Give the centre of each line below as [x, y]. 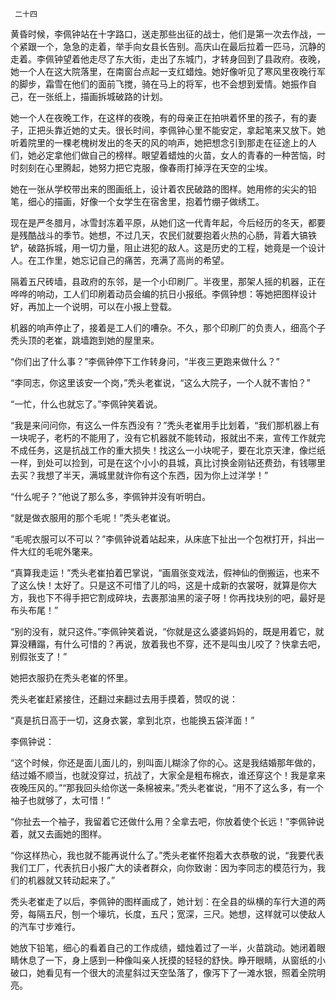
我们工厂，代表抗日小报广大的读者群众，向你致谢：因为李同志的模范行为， [163, 867]
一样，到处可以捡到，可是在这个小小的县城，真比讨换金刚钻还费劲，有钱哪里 [168, 462]
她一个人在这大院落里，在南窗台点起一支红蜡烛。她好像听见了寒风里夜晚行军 [168, 71]
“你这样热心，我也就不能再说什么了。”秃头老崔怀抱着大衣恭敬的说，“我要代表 [167, 855]
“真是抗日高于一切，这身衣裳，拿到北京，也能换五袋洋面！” [132, 720]
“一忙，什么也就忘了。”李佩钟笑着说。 [86, 404]
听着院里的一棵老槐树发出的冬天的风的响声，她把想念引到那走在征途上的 [159, 142]
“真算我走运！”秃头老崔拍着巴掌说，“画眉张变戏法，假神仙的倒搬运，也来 [161, 572]
